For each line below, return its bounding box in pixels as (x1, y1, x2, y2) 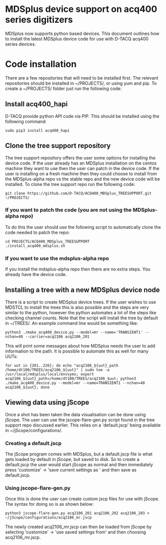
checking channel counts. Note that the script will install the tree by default (5, 315, 158, 321)
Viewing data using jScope (5, 398, 90, 407)
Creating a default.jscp (5, 440, 62, 447)
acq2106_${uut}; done (5, 384, 50, 390)
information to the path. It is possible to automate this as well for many (5, 348, 149, 354)
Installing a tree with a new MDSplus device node (5, 286, 160, 294)
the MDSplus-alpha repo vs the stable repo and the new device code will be (5, 176, 160, 182)
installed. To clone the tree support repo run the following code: (5, 181, 135, 187)
